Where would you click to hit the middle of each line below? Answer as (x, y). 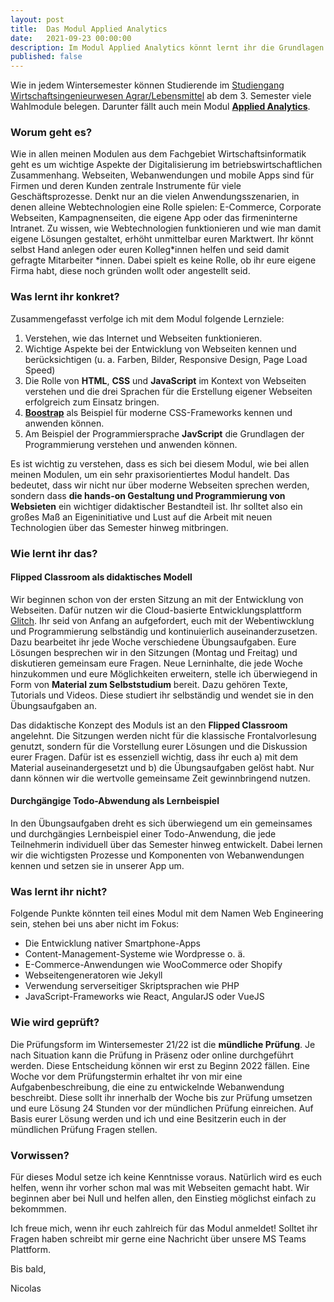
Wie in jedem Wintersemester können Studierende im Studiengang (147, 85)
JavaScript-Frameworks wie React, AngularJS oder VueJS (144, 997)
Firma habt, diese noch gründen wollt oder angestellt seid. (130, 271)
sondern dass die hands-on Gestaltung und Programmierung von (148, 495)
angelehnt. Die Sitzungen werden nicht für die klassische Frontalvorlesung (163, 735)
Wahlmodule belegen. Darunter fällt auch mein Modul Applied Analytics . (160, 107)
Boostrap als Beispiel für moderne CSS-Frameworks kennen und (158, 412)
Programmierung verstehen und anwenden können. (131, 444)
